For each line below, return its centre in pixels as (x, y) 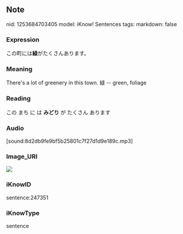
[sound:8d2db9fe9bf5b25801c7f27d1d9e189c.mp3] (69, 141)
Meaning (19, 69)
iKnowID (19, 185)
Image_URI (22, 156)
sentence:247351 (27, 197)
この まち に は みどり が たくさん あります (58, 112)
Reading (18, 99)
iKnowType (23, 213)
